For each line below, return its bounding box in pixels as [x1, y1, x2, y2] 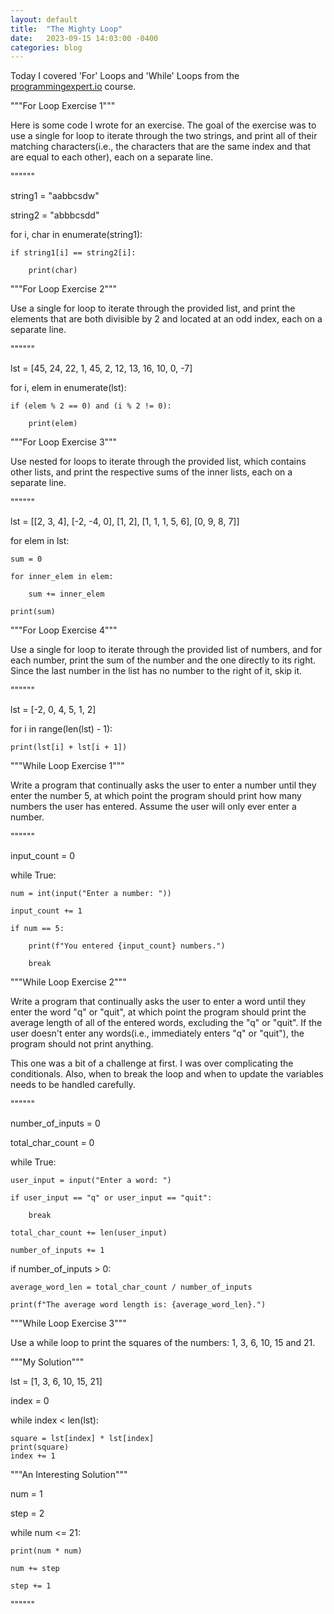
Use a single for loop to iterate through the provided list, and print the [10, 302, 296, 315]
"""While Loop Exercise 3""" [10, 1317, 127, 1330]
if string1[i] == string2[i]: [10, 248, 137, 258]
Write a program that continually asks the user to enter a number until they [10, 779, 317, 791]
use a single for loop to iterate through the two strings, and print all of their [10, 130, 318, 142]
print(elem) [28, 419, 78, 429]
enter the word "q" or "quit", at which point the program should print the [10, 1006, 307, 1018]
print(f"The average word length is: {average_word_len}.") [10, 1300, 267, 1310]
